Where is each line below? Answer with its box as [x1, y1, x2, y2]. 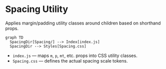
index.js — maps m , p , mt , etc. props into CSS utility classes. [12, 52, 137, 58]
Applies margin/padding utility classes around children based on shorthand [5, 20, 161, 26]
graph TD [5, 35, 24, 40]
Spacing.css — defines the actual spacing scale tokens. [12, 57, 128, 63]
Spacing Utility [5, 3, 68, 15]
